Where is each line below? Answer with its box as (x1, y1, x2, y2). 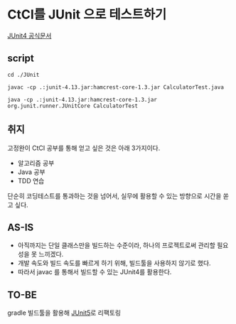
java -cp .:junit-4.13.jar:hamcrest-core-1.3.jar (7, 96, 158, 103)
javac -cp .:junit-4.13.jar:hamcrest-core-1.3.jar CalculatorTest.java (7, 83, 224, 91)
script (7, 53, 34, 65)
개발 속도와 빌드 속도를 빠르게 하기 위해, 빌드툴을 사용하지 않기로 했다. (17, 259, 211, 267)
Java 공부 (17, 168, 45, 176)
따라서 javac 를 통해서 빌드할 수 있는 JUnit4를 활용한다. (17, 268, 172, 276)
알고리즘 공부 (17, 158, 55, 167)
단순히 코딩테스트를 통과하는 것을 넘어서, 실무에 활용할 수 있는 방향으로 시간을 (7, 191, 222, 200)
